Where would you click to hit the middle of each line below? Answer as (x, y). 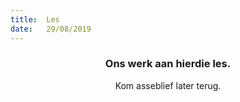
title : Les (35, 19)
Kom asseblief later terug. (168, 85)
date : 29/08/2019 (51, 29)
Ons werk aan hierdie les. (168, 64)
